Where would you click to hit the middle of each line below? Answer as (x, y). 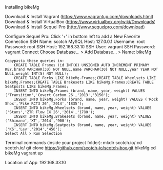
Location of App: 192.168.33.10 (36, 162)
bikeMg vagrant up (24, 153)
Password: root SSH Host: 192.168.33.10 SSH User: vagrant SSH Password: (80, 47)
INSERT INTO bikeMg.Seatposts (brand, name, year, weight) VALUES (83, 125)
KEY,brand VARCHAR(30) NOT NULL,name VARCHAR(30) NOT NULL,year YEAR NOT (82, 69)
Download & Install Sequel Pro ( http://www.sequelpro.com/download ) (75, 27)
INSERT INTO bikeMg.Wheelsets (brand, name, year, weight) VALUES (83, 108)
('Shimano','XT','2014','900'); (38, 121)
